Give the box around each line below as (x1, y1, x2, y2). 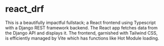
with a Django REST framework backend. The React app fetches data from (5, 24, 158, 30)
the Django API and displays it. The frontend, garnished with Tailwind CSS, (5, 30, 158, 36)
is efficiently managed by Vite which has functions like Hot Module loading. (5, 35, 160, 41)
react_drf (5, 3, 44, 15)
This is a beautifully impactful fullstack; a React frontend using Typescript (5, 20, 156, 25)
